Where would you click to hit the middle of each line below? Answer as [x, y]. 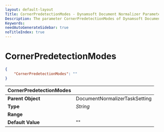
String [83, 106]
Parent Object [24, 98]
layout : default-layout [29, 9]
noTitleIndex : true [25, 32]
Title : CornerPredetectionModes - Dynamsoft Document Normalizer [73, 14]
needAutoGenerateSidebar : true [37, 28]
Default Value [24, 122]
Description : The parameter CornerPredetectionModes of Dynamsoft [74, 19]
